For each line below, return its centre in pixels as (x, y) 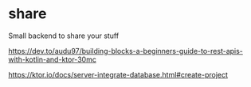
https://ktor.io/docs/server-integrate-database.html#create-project (118, 74)
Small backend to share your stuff (64, 36)
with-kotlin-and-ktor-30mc (53, 59)
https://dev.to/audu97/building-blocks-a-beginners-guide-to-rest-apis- (125, 51)
